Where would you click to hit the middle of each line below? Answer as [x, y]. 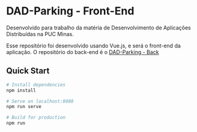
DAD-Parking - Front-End [70, 11]
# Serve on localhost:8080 [40, 101]
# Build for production [36, 118]
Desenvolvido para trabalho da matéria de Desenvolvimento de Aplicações [98, 28]
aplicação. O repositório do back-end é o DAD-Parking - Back [83, 52]
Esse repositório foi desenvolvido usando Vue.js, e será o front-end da [94, 46]
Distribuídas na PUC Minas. [40, 34]
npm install [21, 90]
